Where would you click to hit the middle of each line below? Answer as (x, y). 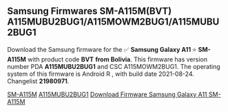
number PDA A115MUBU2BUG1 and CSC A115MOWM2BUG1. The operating (114, 66)
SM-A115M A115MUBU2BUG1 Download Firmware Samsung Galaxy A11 (107, 94)
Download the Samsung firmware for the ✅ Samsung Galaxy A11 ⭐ (102, 49)
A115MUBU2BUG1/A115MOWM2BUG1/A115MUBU (113, 22)
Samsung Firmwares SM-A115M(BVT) (90, 11)
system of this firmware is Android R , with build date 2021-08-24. (101, 74)
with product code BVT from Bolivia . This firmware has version (117, 59)
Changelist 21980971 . (38, 81)
